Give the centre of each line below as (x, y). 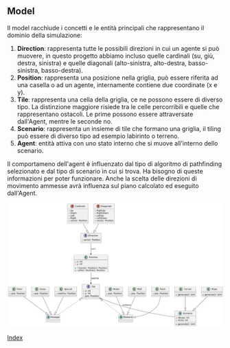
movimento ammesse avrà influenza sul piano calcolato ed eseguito (103, 185)
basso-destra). (62, 70)
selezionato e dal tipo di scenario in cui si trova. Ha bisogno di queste (105, 171)
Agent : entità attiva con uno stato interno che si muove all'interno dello (117, 143)
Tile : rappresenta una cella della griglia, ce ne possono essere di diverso (120, 100)
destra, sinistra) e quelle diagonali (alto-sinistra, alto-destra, (102, 63)
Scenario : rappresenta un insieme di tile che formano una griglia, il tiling (119, 128)
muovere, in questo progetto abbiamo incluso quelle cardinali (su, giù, (116, 56)
